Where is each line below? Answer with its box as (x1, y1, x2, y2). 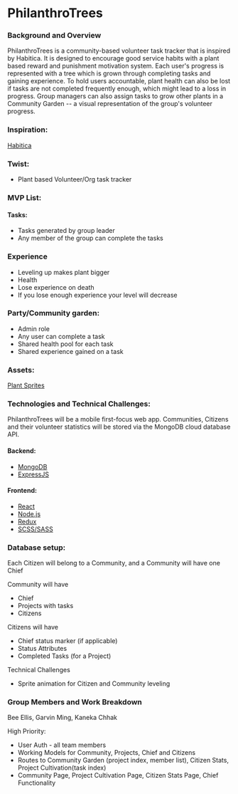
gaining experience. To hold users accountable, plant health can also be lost (7, 77, 231, 85)
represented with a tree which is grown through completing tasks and (7, 69, 211, 78)
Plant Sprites (7, 381, 45, 390)
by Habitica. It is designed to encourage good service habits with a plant (7, 54, 220, 63)
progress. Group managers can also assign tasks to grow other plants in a (7, 92, 224, 100)
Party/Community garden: (7, 308, 100, 318)
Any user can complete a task (17, 332, 105, 340)
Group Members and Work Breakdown (7, 697, 142, 707)
